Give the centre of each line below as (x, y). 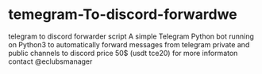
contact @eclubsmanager (50, 61)
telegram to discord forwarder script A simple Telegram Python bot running (131, 36)
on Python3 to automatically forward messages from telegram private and (129, 44)
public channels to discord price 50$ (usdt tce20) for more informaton (123, 53)
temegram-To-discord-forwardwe (123, 15)
